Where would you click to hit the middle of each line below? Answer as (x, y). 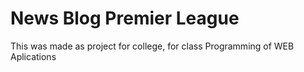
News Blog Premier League (125, 18)
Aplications (33, 56)
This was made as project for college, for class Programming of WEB (152, 46)
